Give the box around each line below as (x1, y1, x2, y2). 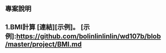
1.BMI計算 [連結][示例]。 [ (5, 23, 83, 31)
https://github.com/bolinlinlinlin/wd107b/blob (16, 32, 161, 40)
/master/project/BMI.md (5, 40, 82, 48)
